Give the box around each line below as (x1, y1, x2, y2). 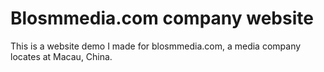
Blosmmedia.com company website (10, 7, 314, 30)
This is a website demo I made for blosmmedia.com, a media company (10, 40, 302, 52)
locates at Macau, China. (10, 50, 113, 62)
